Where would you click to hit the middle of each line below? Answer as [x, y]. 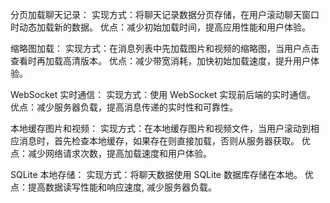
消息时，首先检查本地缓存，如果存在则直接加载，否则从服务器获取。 [159, 141]
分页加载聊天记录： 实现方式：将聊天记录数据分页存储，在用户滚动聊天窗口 [165, 14]
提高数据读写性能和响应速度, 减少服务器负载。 [122, 187]
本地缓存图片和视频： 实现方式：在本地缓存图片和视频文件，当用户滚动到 [160, 128]
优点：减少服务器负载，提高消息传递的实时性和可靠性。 [124, 107]
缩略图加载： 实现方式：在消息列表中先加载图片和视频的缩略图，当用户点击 [165, 48]
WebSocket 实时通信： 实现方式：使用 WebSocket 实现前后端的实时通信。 [163, 94]
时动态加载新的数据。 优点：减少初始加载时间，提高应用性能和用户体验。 [160, 27]
